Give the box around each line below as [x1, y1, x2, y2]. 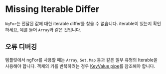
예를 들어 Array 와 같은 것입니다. [19, 26, 81, 33]
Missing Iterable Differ [5, 3, 100, 15]
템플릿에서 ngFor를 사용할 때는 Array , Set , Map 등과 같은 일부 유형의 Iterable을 [5, 57, 158, 63]
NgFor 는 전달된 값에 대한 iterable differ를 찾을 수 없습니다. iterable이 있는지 [5, 20, 152, 26]
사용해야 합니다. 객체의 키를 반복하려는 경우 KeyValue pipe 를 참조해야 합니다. [5, 63, 156, 69]
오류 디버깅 [5, 43, 37, 51]
